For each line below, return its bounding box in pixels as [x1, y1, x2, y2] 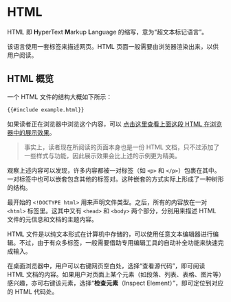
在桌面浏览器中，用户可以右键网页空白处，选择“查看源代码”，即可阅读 [7, 261, 206, 270]
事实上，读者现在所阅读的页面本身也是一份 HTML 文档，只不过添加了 [23, 142, 220, 151]
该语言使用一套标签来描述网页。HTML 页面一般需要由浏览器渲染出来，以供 [7, 42, 219, 50]
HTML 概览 [7, 73, 54, 85]
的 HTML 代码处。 [7, 287, 58, 296]
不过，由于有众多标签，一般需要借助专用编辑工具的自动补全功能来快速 [19, 238, 218, 246]
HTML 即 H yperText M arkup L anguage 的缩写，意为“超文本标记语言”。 [7, 28, 208, 36]
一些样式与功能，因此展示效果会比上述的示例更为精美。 [23, 151, 181, 160]
